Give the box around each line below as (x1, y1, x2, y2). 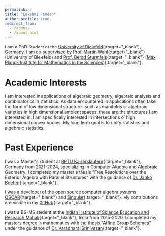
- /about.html (9, 30, 39, 35)
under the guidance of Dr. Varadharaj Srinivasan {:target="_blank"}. (5, 225, 142, 231)
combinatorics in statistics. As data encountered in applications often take (5, 98, 156, 104)
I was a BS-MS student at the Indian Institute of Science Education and (5, 209, 149, 215)
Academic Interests (5, 77, 87, 88)
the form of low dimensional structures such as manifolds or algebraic (5, 103, 148, 109)
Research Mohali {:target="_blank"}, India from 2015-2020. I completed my (5, 214, 157, 220)
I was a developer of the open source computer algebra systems (5, 189, 137, 195)
